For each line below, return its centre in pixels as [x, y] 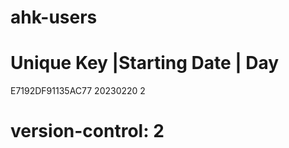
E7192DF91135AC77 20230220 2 [78, 91]
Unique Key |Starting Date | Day [145, 63]
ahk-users [54, 17]
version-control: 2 [87, 131]
